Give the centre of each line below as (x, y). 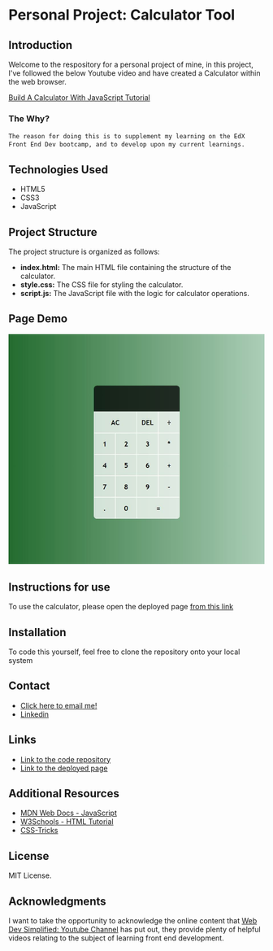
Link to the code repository (65, 759)
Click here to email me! (58, 705)
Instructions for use (60, 587)
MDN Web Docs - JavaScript (69, 813)
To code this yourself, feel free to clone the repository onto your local (124, 652)
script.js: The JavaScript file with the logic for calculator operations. (134, 293)
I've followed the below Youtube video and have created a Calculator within (134, 73)
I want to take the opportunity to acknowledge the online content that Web (133, 921)
